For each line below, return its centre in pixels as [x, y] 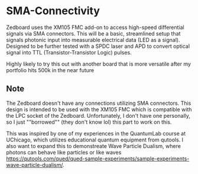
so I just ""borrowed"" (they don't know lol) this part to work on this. [89, 122]
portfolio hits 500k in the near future [50, 70]
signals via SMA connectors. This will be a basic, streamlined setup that [93, 33]
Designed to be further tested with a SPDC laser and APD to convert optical [98, 46]
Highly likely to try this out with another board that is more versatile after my [98, 64]
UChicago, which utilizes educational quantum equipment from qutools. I [95, 140]
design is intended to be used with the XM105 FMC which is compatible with [99, 109]
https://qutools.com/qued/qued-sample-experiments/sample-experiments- [98, 159]
